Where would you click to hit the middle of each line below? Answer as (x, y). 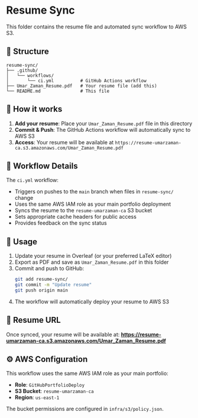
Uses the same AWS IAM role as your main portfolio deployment (93, 204)
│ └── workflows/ (30, 75)
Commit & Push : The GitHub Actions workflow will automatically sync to (103, 129)
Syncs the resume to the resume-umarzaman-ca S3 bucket (83, 210)
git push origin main (41, 290)
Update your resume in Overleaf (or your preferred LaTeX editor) (93, 256)
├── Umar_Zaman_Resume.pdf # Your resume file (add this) (82, 86)
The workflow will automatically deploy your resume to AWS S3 (92, 302)
